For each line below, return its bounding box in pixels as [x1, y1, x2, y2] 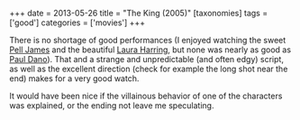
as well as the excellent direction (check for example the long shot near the [9, 63, 288, 74]
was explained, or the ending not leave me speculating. [9, 100, 214, 111]
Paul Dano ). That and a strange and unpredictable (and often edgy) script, [9, 54, 284, 64]
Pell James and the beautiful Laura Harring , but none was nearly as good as [9, 44, 291, 55]
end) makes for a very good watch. [9, 73, 140, 84]
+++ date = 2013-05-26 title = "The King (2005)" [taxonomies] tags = [9, 8, 268, 18]
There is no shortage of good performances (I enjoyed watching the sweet [9, 35, 286, 45]
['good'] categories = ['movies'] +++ [9, 17, 146, 28]
